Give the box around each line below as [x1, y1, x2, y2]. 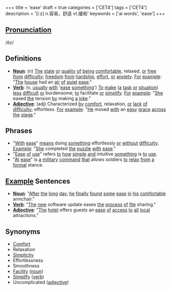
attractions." [12, 212, 39, 219]
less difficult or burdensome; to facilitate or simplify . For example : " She [12, 89, 163, 96]
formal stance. [12, 162, 44, 168]
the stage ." [12, 112, 36, 118]
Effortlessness [12, 257, 44, 264]
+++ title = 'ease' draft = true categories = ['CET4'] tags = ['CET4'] [5, 5, 147, 10]
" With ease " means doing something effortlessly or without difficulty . [12, 140, 159, 146]
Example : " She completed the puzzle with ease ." [12, 146, 116, 152]
